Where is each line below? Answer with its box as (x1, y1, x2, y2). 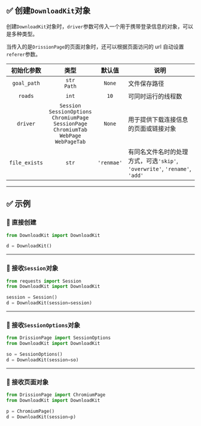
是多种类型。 (6, 30, 38, 37)
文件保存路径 (128, 79, 165, 88)
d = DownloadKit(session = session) (6, 300, 93, 306)
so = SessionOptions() (6, 352, 63, 358)
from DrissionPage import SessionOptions (6, 335, 111, 341)
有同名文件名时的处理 (128, 148, 188, 156)
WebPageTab (54, 138, 86, 145)
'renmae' (98, 159, 123, 166)
